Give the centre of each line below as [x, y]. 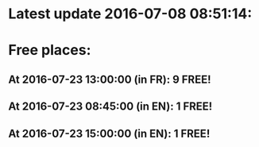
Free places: [50, 50]
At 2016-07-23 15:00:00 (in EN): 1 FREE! [109, 133]
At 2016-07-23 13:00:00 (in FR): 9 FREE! [110, 79]
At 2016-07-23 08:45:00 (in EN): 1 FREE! [110, 107]
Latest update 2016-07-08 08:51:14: [130, 14]
